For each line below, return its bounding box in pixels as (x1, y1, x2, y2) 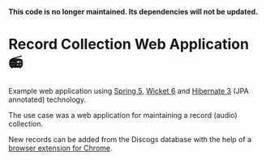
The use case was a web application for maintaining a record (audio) (8, 110, 238, 120)
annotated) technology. (8, 95, 87, 104)
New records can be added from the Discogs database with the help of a (8, 134, 252, 144)
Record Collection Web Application (8, 36, 250, 53)
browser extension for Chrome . (8, 143, 113, 153)
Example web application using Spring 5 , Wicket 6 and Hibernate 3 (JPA (8, 86, 249, 95)
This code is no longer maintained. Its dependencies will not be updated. (8, 7, 259, 16)
